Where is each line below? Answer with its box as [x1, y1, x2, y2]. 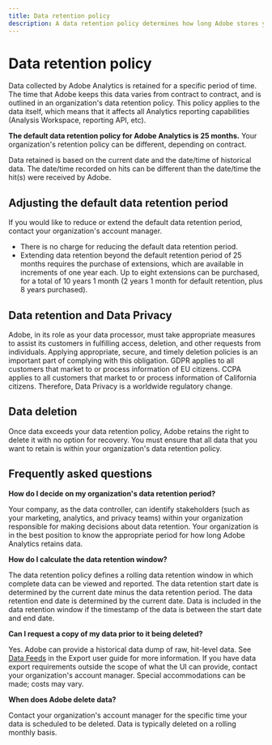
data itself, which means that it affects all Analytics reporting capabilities [8, 107, 250, 117]
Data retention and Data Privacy [8, 309, 172, 322]
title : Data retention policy [8, 11, 111, 20]
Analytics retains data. [8, 539, 83, 548]
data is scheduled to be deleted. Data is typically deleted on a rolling [8, 718, 236, 729]
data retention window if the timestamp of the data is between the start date [8, 604, 262, 614]
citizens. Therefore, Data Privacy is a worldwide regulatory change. [8, 381, 233, 391]
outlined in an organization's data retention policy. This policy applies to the [8, 98, 261, 108]
